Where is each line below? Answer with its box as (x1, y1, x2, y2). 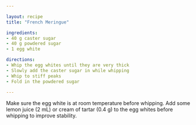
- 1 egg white (6, 46, 41, 52)
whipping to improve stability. (6, 112, 77, 119)
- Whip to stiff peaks (6, 73, 61, 79)
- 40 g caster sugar (6, 35, 57, 41)
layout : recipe (6, 13, 43, 19)
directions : (6, 57, 35, 63)
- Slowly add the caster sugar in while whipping (6, 67, 130, 73)
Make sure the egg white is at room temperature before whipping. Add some (6, 100, 191, 107)
